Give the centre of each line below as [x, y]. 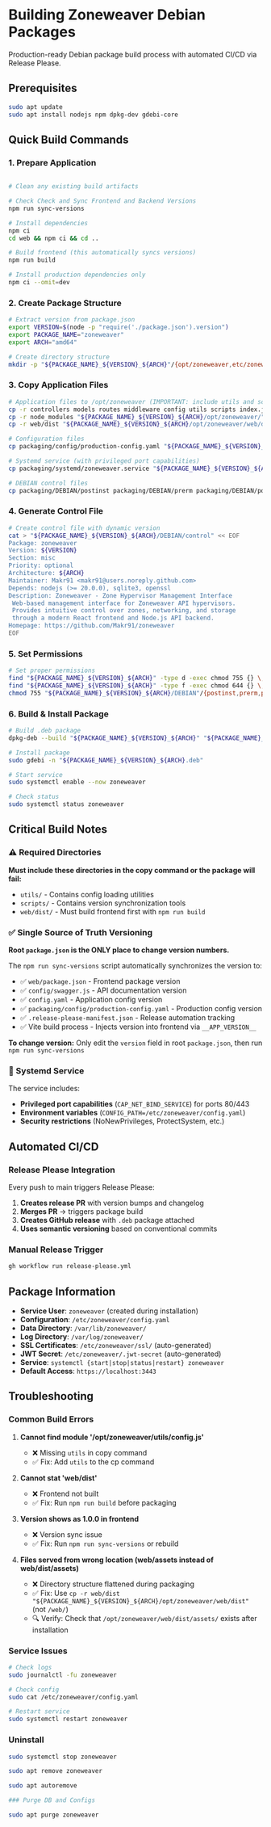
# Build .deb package [45, 731]
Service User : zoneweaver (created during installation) [109, 1311]
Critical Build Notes [58, 829]
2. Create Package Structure [65, 303]
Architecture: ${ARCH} [46, 573]
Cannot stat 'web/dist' [58, 1478]
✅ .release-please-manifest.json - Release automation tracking [127, 1018]
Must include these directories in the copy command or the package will [132, 870]
